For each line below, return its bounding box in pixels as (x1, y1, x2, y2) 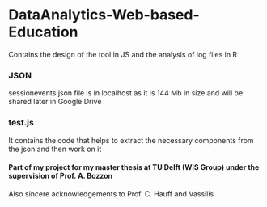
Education (8, 23, 78, 41)
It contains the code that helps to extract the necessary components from (8, 135, 254, 145)
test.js (8, 117, 34, 129)
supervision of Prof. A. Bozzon (8, 171, 113, 181)
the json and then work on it (8, 144, 102, 154)
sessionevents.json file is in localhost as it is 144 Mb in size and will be (8, 88, 244, 98)
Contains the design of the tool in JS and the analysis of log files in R (8, 49, 238, 59)
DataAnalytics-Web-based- (8, 6, 200, 24)
